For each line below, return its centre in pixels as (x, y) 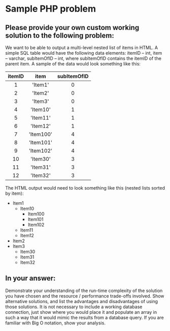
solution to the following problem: (60, 35)
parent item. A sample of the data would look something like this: (73, 64)
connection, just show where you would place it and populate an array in (81, 312)
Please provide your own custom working (72, 28)
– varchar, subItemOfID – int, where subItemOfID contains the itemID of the (83, 58)
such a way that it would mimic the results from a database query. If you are (84, 317)
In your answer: (30, 279)
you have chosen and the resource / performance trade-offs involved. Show (85, 296)
